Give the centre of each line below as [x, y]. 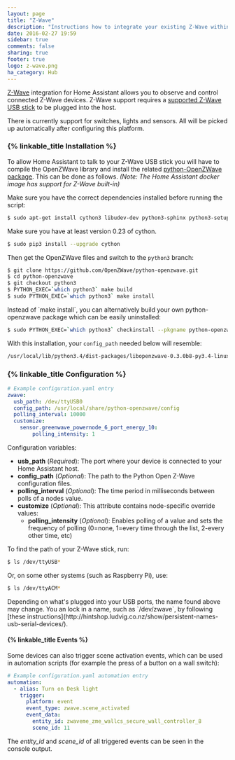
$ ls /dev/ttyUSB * [34, 562]
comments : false [31, 46]
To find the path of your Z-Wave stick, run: [68, 549]
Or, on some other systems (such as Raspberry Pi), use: [88, 575]
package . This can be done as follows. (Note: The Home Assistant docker [113, 177]
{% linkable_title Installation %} [62, 146]
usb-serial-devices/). [38, 623]
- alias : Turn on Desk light [56, 689]
